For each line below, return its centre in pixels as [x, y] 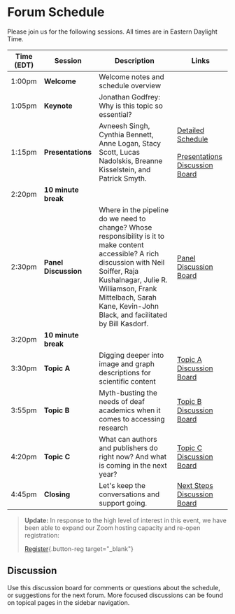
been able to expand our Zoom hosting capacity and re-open [112, 528]
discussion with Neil [132, 262]
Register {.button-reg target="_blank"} [79, 549]
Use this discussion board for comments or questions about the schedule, [114, 587]
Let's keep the [122, 485]
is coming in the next [133, 465]
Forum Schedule [56, 12]
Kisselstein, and [125, 169]
